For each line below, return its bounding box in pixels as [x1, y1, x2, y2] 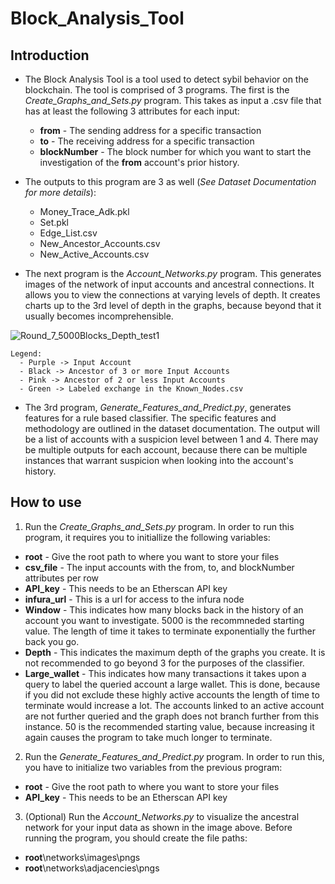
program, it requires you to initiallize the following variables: [24, 531, 271, 543]
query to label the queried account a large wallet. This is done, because [24, 678, 321, 690]
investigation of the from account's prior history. [39, 157, 240, 168]
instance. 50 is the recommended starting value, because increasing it [24, 720, 315, 732]
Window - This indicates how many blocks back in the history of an [24, 603, 304, 616]
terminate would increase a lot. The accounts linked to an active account [24, 699, 325, 711]
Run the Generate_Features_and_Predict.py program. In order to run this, [24, 750, 325, 762]
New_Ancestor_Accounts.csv [39, 238, 161, 249]
